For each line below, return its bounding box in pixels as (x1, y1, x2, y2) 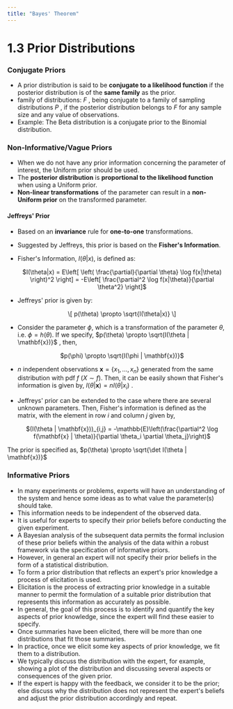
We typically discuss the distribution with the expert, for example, (17, 657, 205, 665)
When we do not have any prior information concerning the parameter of (17, 158, 226, 167)
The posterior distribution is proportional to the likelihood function (17, 174, 214, 182)
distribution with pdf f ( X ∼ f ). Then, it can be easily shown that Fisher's (17, 374, 224, 382)
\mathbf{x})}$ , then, (17, 337, 78, 346)
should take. (17, 501, 54, 510)
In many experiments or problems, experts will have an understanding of (17, 486, 225, 495)
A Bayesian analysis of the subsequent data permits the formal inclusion (17, 531, 225, 539)
